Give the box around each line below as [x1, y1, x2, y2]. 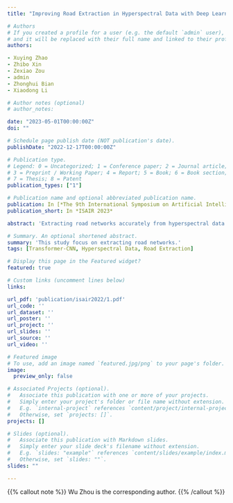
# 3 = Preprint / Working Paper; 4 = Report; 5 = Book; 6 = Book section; [7, 169, 228, 176]
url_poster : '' [7, 315, 51, 323]
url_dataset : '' [7, 309, 54, 316]
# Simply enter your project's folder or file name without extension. [7, 398, 225, 405]
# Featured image [7, 353, 58, 361]
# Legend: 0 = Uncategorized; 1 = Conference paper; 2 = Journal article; [7, 162, 228, 170]
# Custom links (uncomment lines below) [7, 277, 126, 284]
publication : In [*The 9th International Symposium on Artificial [7, 201, 203, 208]
